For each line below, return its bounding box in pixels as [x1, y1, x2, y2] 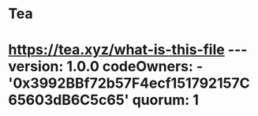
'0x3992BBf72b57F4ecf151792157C [8, 74, 250, 92]
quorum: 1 [132, 92, 200, 109]
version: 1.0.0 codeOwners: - [8, 58, 204, 76]
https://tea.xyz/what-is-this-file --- [8, 41, 248, 59]
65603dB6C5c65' [8, 92, 129, 109]
